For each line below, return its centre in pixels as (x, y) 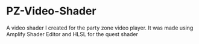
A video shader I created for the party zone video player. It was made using (100, 28)
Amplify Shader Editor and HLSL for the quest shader (72, 34)
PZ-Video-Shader (51, 11)
